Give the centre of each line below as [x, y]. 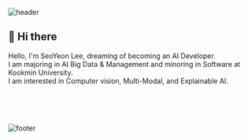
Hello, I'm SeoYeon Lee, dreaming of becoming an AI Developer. [112, 56]
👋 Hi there [33, 37]
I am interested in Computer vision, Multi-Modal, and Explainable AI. [118, 81]
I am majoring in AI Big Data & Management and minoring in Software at [124, 64]
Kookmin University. [41, 72]
